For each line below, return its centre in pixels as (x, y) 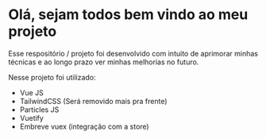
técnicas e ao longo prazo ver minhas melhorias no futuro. (104, 62)
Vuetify (31, 118)
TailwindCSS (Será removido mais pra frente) (94, 101)
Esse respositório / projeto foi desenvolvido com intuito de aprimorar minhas (133, 53)
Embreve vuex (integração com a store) (84, 126)
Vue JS (31, 92)
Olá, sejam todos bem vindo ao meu (128, 15)
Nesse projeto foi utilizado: (52, 77)
